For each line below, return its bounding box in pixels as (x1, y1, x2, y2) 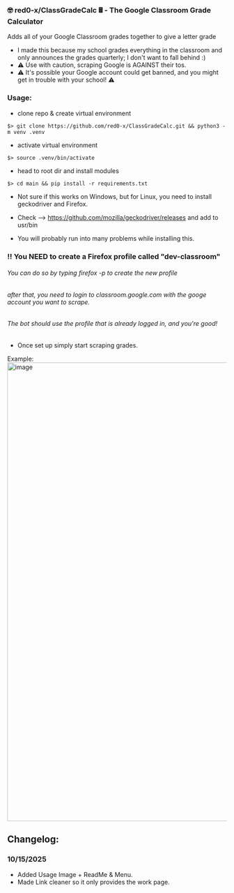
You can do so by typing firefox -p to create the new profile (7, 269, 178, 277)
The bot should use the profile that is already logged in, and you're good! (7, 320, 218, 328)
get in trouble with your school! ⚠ (17, 75, 115, 84)
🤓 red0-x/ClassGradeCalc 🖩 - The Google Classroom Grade (7, 5, 211, 15)
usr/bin (17, 220, 38, 229)
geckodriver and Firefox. (17, 200, 88, 208)
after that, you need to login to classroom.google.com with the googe (7, 290, 207, 299)
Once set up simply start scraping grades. (17, 340, 138, 350)
